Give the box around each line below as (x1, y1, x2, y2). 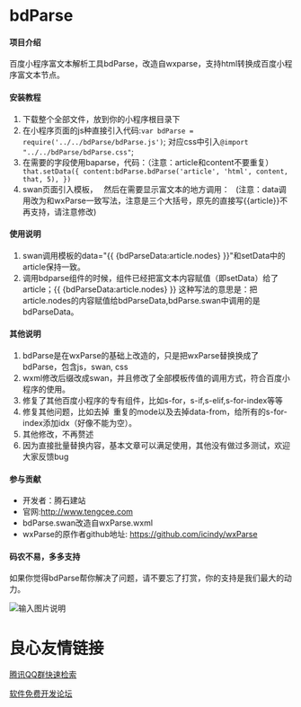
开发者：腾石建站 (22, 495, 86, 506)
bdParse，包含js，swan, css (22, 361, 128, 372)
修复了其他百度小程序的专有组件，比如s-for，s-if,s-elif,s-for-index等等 (22, 395, 283, 405)
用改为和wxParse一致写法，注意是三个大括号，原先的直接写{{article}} (22, 195, 280, 206)
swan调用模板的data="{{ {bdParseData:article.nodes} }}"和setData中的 (22, 250, 286, 261)
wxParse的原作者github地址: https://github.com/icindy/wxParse (22, 529, 258, 540)
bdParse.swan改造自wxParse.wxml (22, 517, 154, 528)
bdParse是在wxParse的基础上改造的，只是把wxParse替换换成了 (22, 350, 260, 360)
